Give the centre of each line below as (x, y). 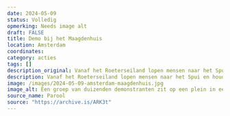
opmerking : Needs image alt (47, 26)
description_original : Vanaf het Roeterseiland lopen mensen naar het (110, 70)
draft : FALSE (26, 32)
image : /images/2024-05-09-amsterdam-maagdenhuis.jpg (86, 83)
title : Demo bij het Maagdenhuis (55, 39)
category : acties (32, 58)
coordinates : (26, 52)
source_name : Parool (37, 96)
